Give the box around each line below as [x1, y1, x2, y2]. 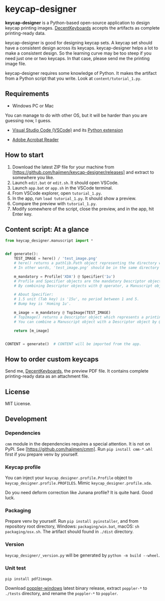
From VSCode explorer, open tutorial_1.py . [12, 190, 102, 196]
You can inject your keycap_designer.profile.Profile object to [5, 474, 133, 480]
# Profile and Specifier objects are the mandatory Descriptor [14, 279, 146, 284]
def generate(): [5, 252, 38, 256]
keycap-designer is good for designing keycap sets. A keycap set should [5, 39, 153, 45]
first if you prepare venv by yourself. [5, 451, 79, 457]
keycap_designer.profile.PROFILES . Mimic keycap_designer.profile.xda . [5, 480, 152, 486]
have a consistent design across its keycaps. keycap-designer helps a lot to [5, 45, 159, 51]
